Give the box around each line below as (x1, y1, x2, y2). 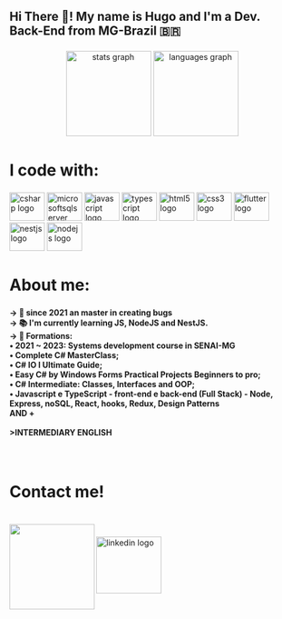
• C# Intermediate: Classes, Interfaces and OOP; (9, 378, 195, 389)
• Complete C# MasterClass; (9, 349, 120, 360)
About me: (9, 275, 91, 295)
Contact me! (9, 481, 105, 502)
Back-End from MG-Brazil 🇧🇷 (9, 24, 181, 39)
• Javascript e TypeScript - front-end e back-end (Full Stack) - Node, (9, 388, 274, 399)
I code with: (9, 160, 100, 180)
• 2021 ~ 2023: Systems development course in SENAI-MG (9, 340, 236, 351)
